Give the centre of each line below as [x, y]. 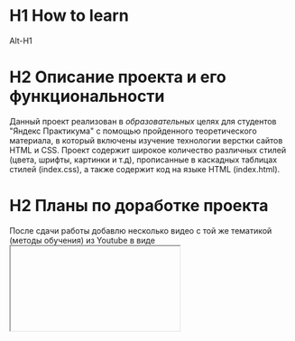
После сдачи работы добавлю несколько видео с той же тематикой [141, 230]
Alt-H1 [21, 41]
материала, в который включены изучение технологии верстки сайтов [146, 140]
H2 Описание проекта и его [118, 77]
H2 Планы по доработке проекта [139, 206]
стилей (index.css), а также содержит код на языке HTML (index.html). [145, 169]
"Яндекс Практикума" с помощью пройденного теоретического [133, 131]
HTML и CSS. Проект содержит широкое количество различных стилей [148, 150]
